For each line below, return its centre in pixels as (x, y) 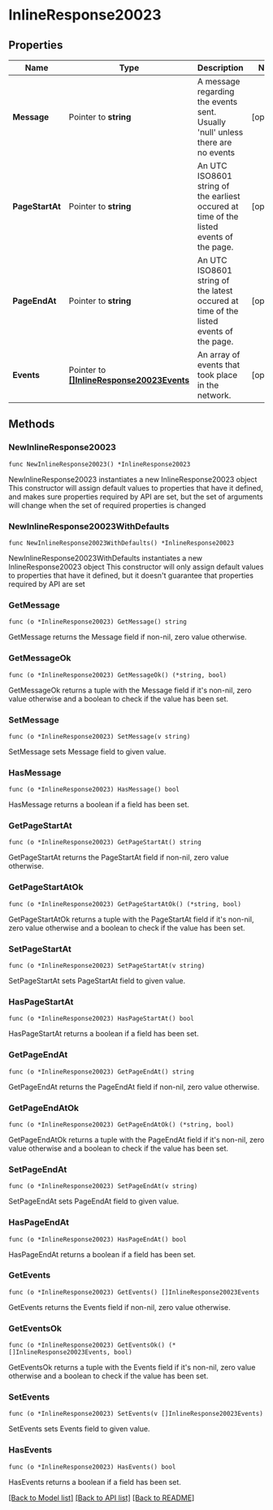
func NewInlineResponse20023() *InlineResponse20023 (100, 464)
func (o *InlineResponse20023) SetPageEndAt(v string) (103, 1187)
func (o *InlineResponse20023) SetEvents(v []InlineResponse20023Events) (136, 1414)
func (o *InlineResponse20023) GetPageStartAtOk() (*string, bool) (125, 904)
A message (219, 81)
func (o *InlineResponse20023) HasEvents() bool (92, 1467)
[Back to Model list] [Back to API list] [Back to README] (102, 1498)
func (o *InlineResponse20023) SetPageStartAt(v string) (107, 966)
